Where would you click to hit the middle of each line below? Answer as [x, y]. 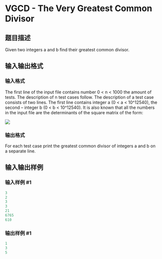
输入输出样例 [24, 168]
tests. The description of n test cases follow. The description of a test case [79, 97]
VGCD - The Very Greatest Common [79, 8]
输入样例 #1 [18, 183]
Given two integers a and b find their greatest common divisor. [67, 50]
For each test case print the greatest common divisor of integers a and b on [80, 146]
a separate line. [20, 151]
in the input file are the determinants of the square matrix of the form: [74, 112]
